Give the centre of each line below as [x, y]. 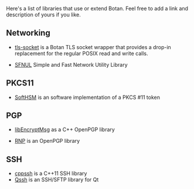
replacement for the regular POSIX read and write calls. [81, 53]
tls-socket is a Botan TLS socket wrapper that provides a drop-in [93, 47]
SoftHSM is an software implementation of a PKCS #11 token [87, 97]
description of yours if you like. [43, 15]
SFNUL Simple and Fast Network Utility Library [71, 64]
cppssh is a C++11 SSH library [51, 173]
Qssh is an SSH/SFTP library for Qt [57, 180]
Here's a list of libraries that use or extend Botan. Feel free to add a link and [97, 8]
